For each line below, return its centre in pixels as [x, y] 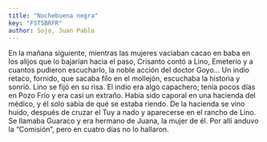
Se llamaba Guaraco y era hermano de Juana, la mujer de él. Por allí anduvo [133, 121]
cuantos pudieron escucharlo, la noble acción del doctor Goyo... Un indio [129, 70]
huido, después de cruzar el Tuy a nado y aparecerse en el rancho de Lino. [132, 112]
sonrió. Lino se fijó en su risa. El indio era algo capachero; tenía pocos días [132, 87]
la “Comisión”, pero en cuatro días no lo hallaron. [89, 129]
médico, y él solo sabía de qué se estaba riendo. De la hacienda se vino [127, 104]
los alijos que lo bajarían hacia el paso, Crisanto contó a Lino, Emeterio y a [131, 61]
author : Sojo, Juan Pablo [51, 30]
